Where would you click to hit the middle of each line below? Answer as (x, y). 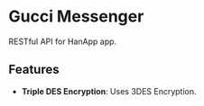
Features (34, 70)
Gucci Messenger (76, 17)
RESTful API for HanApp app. (63, 41)
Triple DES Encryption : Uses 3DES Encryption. (109, 91)
